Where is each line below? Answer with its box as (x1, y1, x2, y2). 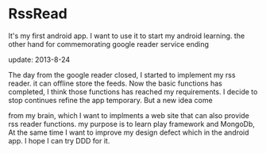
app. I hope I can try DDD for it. (8, 136, 110, 145)
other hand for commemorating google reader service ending (8, 39, 209, 48)
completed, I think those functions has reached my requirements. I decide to (8, 86, 258, 96)
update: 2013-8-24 (8, 55, 71, 64)
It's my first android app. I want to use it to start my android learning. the (8, 31, 245, 40)
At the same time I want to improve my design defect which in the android (8, 128, 249, 137)
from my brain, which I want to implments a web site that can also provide (8, 110, 250, 120)
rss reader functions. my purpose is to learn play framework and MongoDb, (8, 119, 256, 128)
